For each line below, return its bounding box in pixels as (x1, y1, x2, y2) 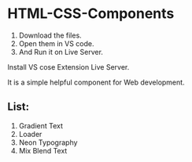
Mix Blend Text (18, 146, 68, 155)
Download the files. (18, 31, 82, 40)
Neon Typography (18, 138, 78, 147)
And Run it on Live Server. (18, 47, 104, 56)
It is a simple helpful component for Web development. (7, 77, 186, 87)
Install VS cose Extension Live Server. (7, 62, 130, 71)
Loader (18, 129, 42, 139)
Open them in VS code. (18, 38, 95, 48)
